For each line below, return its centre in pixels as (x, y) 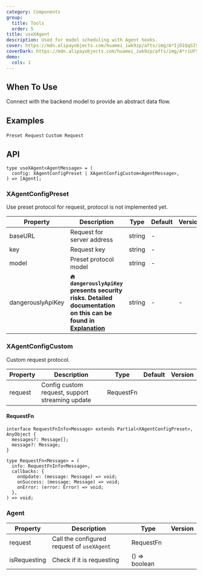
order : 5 (23, 29)
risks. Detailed (92, 298)
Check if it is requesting (86, 560)
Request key (88, 250)
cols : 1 (21, 62)
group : (14, 18)
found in (82, 321)
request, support (65, 392)
